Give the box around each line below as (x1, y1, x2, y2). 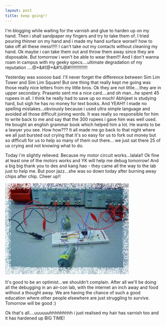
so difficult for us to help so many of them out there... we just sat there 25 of (5, 137, 161, 143)
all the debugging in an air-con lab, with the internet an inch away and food (5, 284, 159, 290)
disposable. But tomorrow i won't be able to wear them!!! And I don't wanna (5, 54, 160, 60)
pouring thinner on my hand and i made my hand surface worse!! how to (5, 38, 153, 44)
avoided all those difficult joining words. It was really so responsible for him (5, 111, 159, 117)
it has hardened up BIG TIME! (5, 315, 65, 321)
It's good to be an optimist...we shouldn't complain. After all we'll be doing (5, 279, 157, 285)
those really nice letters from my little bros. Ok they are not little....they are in (5, 84, 162, 90)
